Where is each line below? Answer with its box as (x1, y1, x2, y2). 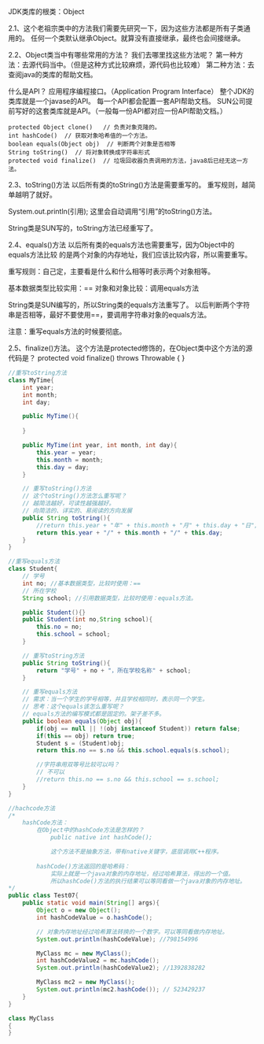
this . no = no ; (36, 623, 82, 631)
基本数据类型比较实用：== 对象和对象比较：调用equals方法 (8, 283, 200, 293)
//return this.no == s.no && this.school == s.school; (36, 776, 220, 783)
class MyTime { (8, 376, 55, 384)
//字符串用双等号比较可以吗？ (36, 761, 120, 769)
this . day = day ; (36, 463, 90, 471)
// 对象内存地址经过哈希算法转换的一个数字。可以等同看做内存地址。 (36, 927, 229, 935)
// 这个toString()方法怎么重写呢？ (22, 492, 127, 500)
